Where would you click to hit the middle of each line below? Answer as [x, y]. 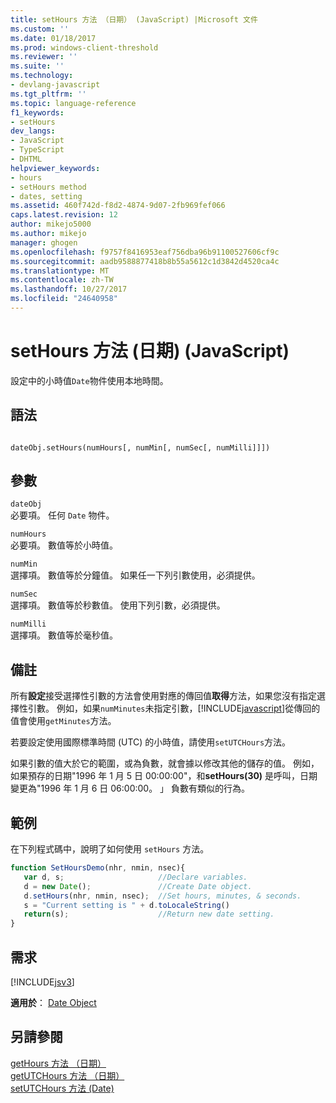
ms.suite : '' [37, 66]
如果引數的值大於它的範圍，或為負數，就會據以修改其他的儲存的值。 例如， [165, 763]
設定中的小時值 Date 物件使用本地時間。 [89, 380]
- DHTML [26, 159]
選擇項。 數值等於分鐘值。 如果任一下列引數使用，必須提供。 [135, 575]
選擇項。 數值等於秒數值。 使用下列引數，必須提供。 [118, 605]
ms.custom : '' [40, 29]
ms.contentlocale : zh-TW [62, 280]
